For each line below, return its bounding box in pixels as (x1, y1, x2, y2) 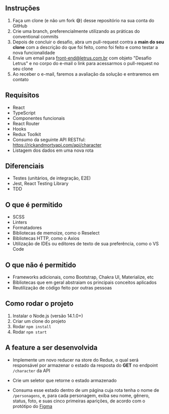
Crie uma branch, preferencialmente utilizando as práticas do (12, 28, 140, 34)
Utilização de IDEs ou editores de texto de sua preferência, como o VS (12, 241, 159, 247)
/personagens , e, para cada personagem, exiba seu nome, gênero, (12, 392, 150, 398)
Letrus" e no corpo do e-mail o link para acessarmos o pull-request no (12, 60, 159, 66)
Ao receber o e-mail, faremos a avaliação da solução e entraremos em (12, 71, 159, 77)
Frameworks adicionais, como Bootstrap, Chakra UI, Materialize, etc (12, 274, 154, 280)
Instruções (5, 4, 40, 13)
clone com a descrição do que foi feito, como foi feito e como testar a (12, 44, 158, 50)
